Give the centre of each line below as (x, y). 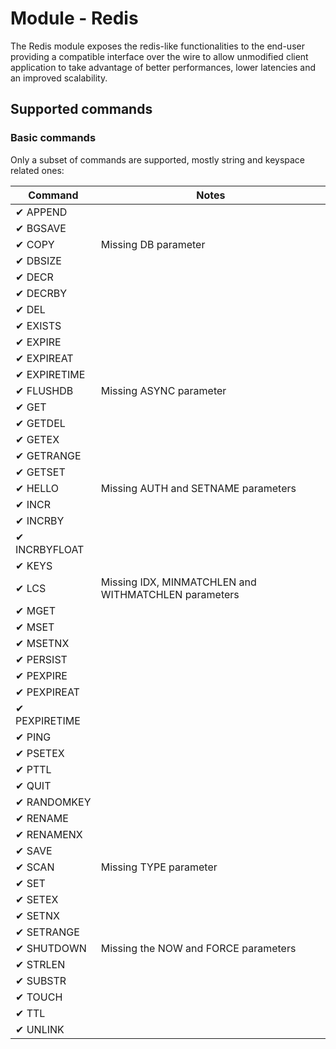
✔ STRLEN (40, 964)
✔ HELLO (37, 488)
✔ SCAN (35, 867)
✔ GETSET (40, 472)
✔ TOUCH (39, 997)
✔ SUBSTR (41, 980)
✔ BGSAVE (41, 228)
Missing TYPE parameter (159, 867)
